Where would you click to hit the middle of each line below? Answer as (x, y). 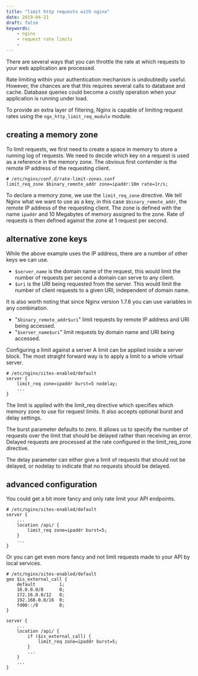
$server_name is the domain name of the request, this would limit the (98, 271)
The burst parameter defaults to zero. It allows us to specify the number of (97, 429)
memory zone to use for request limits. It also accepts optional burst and (95, 411)
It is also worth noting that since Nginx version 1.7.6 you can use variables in (99, 301)
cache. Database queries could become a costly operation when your (91, 92)
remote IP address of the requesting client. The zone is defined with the (94, 208)
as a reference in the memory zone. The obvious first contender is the (92, 161)
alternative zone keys (47, 239)
